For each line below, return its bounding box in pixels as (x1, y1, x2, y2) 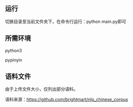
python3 (5, 47, 22, 53)
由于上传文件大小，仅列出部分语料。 (5, 86, 78, 92)
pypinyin (5, 57, 22, 63)
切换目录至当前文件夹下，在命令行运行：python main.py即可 (5, 19, 126, 24)
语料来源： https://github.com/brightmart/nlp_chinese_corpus (5, 97, 128, 103)
